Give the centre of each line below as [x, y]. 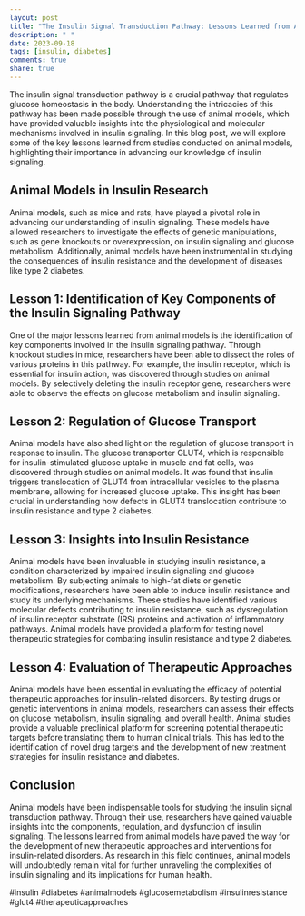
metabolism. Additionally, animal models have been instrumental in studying [151, 251]
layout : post [34, 18]
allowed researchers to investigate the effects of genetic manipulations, [143, 232]
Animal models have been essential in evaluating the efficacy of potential [146, 689]
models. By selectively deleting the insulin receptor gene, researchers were [151, 383]
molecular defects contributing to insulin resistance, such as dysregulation [149, 610]
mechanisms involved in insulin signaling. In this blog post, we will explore [148, 133]
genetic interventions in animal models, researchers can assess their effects [152, 708]
